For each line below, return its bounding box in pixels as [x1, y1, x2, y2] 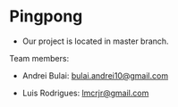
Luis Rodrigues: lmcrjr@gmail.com [21, 87, 149, 98]
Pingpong [9, 6, 83, 27]
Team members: [9, 53, 70, 63]
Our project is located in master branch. [21, 36, 169, 46]
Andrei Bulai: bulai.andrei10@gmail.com [21, 70, 168, 81]
